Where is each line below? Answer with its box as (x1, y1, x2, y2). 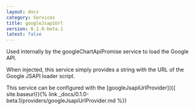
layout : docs (6, 8, 39, 15)
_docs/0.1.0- (58, 91, 89, 98)
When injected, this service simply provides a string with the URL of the (6, 66, 184, 73)
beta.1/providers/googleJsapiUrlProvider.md (6, 97, 116, 105)
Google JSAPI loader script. (6, 73, 75, 80)
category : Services (6, 15, 56, 21)
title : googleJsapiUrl (6, 20, 63, 26)
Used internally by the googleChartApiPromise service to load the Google (6, 48, 189, 55)
